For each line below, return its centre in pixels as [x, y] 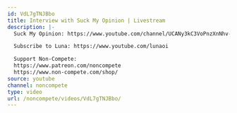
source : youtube [31, 78]
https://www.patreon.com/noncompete [67, 66]
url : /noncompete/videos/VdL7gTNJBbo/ [64, 99]
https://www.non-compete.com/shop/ [66, 72]
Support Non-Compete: [45, 59]
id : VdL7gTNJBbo [31, 14]
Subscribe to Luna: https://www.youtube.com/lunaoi [91, 47]
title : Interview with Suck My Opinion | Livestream [86, 20]
